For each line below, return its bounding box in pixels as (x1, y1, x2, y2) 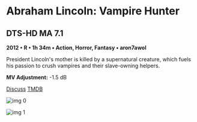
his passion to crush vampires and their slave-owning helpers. (6, 62, 160, 69)
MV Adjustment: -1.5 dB (6, 74, 67, 81)
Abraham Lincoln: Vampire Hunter (6, 4, 180, 18)
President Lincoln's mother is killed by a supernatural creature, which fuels (6, 56, 191, 63)
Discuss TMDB (6, 85, 43, 93)
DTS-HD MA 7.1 (6, 28, 64, 38)
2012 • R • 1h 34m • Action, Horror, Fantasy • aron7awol (6, 44, 147, 51)
